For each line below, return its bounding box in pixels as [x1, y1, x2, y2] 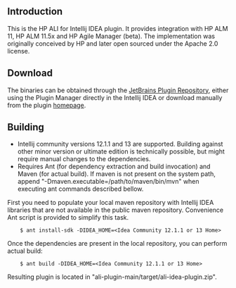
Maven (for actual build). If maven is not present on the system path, [17, 170, 216, 178]
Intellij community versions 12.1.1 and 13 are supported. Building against [17, 140, 223, 149]
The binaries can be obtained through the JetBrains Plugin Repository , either [7, 86, 229, 94]
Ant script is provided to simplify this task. [7, 213, 129, 222]
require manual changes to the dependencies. [17, 155, 151, 163]
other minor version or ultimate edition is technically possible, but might [17, 147, 225, 156]
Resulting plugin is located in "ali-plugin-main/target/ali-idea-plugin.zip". [7, 273, 217, 281]
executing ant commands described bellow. [17, 184, 144, 193]
